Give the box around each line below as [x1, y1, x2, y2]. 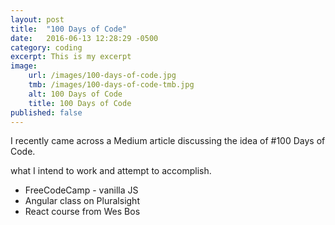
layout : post [10, 14, 65, 25]
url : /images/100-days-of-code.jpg [28, 71, 177, 81]
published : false [10, 107, 83, 118]
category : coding [10, 42, 83, 53]
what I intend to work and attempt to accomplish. [10, 165, 212, 177]
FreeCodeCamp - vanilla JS [24, 184, 139, 196]
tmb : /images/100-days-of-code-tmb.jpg [28, 80, 195, 90]
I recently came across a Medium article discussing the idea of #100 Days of [10, 135, 326, 147]
